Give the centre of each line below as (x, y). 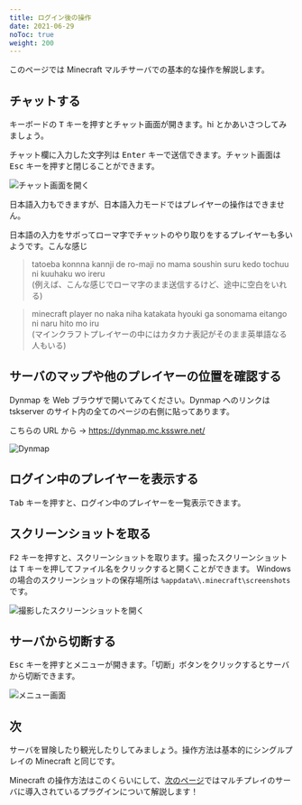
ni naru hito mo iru (65, 324)
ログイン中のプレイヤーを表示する (104, 479)
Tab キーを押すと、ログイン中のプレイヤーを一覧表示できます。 (128, 503)
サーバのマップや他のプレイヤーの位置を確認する (146, 377)
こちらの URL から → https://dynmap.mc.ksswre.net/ (107, 430)
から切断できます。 (45, 676)
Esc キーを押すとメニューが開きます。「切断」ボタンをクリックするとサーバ (150, 665)
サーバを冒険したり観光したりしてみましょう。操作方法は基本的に (132, 750)
